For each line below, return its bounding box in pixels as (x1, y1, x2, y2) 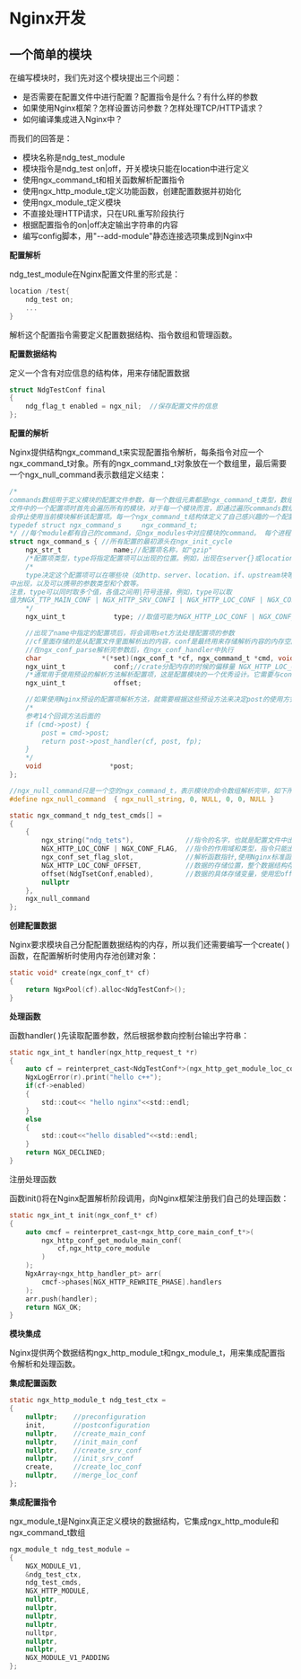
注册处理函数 (9, 1173, 56, 1184)
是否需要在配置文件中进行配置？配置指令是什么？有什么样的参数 (21, 92, 258, 102)
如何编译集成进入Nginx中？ (21, 114, 124, 124)
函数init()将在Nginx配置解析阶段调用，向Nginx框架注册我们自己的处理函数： (9, 1192, 289, 1204)
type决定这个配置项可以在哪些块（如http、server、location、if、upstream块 (25, 570, 288, 579)
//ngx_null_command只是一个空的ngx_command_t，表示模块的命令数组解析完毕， (9, 786, 274, 795)
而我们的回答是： (9, 133, 73, 144)
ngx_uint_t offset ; (25, 679, 142, 688)
